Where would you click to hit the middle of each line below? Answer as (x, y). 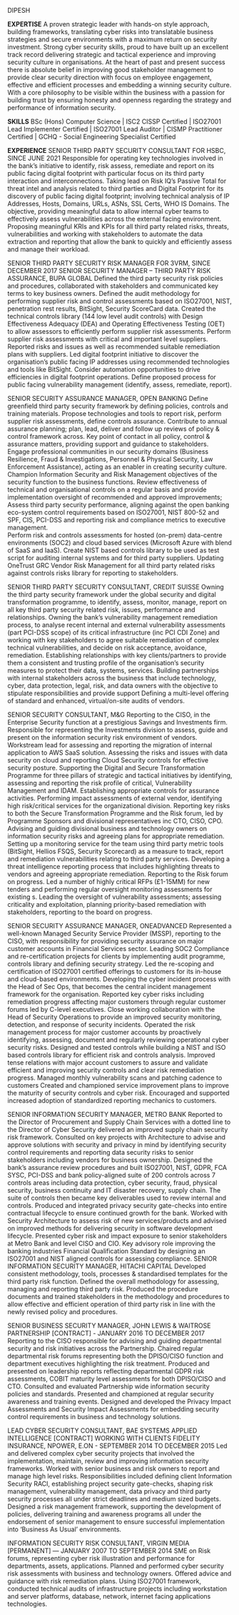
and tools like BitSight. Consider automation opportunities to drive (104, 369)
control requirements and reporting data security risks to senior (101, 1152)
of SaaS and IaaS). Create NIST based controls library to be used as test (113, 550)
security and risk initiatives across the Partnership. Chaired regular (105, 1348)
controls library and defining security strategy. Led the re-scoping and (111, 964)
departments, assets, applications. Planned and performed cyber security (116, 1566)
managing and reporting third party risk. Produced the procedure (103, 1289)
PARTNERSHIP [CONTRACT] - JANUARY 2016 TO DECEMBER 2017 (106, 1333)
